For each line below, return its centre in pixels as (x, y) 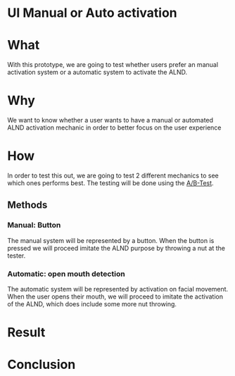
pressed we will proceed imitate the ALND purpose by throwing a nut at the (116, 248)
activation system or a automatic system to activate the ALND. (97, 73)
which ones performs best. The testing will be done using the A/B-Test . (110, 183)
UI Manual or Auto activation (92, 13)
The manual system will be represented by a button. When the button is (111, 240)
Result (26, 333)
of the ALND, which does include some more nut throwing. (92, 303)
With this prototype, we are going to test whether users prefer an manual (113, 65)
